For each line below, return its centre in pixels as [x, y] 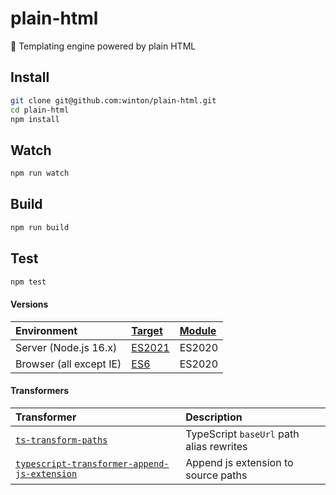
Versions [29, 304]
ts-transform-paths [61, 440]
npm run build [40, 227]
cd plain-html [40, 110]
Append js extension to [239, 462]
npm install [35, 119]
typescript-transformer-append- [92, 463]
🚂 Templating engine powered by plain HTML [103, 46]
